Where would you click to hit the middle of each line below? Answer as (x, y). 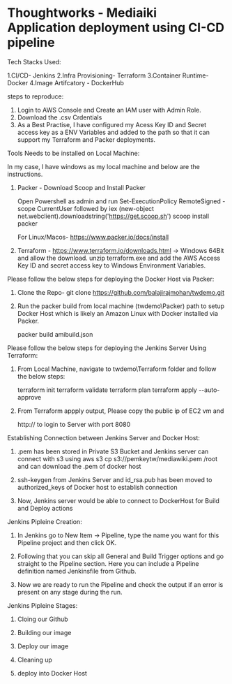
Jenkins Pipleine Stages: (42, 605)
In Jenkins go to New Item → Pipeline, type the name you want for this (118, 535)
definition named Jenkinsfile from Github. (77, 571)
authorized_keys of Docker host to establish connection (97, 487)
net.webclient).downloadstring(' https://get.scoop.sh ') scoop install (113, 216)
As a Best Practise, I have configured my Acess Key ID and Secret (112, 124)
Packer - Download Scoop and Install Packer (82, 187)
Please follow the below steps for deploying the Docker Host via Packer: (111, 279)
